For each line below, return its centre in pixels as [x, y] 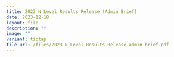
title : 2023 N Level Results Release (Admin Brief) [72, 12]
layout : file [22, 23]
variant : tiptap [26, 39]
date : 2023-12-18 [28, 17]
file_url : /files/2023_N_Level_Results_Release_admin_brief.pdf [88, 45]
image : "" [18, 34]
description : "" [26, 28]
